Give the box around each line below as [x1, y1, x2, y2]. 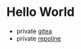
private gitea [16, 27, 52, 35]
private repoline [16, 34, 61, 42]
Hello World [6, 4, 75, 20]
